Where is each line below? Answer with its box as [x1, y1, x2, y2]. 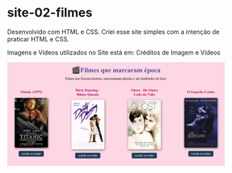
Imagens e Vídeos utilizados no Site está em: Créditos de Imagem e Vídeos [7, 48, 221, 57]
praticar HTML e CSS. [7, 34, 70, 43]
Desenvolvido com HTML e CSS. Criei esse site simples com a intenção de [7, 28, 220, 36]
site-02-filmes [7, 5, 93, 21]
